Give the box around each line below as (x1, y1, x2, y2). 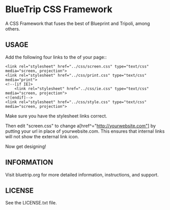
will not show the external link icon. (5, 133, 79, 139)
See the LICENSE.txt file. (5, 200, 57, 206)
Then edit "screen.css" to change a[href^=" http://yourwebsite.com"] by (5, 123, 156, 129)
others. (5, 25, 20, 32)
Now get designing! (5, 143, 46, 149)
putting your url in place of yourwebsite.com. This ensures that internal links (5, 128, 165, 134)
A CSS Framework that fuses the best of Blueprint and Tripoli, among (5, 20, 150, 26)
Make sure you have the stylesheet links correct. (5, 113, 107, 119)
